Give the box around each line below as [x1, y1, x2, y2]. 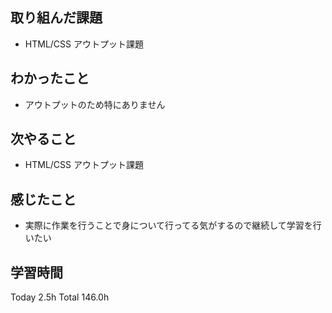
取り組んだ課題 [10, 9, 103, 27]
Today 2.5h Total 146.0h [10, 291, 110, 303]
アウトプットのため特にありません [24, 98, 166, 110]
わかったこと [10, 70, 90, 87]
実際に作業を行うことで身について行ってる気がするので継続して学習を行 [24, 219, 322, 232]
